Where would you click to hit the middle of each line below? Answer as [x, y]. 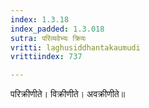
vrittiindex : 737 [46, 57]
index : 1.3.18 [40, 19]
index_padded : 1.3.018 [57, 29]
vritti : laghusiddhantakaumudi [75, 47]
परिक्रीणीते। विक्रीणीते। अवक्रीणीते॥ [68, 94]
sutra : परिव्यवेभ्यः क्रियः [48, 38]
